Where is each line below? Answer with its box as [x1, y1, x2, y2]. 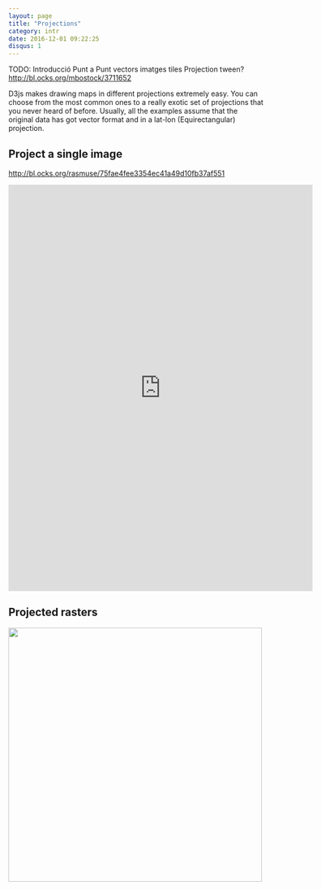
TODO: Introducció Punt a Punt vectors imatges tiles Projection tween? [8, 64, 245, 74]
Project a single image [8, 147, 123, 161]
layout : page [8, 11, 53, 20]
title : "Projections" [8, 20, 82, 28]
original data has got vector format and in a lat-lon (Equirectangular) [8, 115, 236, 124]
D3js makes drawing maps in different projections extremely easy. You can [8, 89, 258, 98]
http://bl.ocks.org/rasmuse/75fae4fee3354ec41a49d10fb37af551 [8, 168, 225, 178]
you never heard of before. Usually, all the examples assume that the [8, 106, 238, 116]
